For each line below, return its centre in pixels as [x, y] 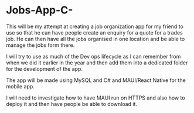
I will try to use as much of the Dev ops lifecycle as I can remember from [93, 56]
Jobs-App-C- [40, 10]
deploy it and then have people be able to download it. [72, 104]
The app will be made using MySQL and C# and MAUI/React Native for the [96, 80]
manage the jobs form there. [40, 45]
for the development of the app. [45, 69]
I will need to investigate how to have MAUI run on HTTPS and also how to [96, 98]
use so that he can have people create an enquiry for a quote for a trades [94, 32]
